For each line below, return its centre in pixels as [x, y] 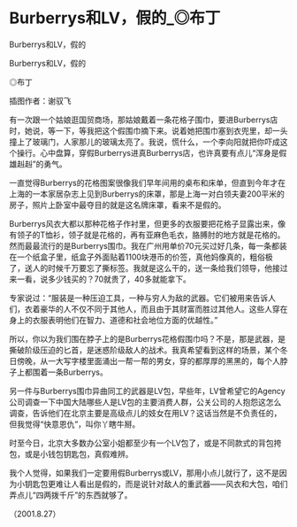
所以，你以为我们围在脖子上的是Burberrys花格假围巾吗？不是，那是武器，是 [147, 338]
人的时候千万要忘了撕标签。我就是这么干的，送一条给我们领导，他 [152, 267]
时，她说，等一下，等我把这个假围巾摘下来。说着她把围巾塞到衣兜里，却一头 [148, 130]
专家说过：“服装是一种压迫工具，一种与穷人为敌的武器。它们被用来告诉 [139, 298]
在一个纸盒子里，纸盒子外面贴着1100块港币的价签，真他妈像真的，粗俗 [137, 257]
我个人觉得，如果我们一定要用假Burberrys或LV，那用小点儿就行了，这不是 [145, 473]
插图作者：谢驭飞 [40, 101]
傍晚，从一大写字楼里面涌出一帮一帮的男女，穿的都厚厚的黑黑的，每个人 [148, 360]
